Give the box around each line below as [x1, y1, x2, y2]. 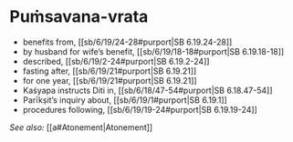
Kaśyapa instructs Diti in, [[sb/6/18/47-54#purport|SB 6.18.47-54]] [22, 85, 273, 96]
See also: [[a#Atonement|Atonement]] [9, 121, 153, 133]
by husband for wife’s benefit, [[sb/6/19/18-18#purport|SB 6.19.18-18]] [22, 46, 285, 56]
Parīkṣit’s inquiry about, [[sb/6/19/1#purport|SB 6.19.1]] [22, 94, 228, 106]
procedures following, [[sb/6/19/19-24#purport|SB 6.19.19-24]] [22, 104, 257, 115]
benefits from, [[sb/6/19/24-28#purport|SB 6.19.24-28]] [22, 36, 233, 47]
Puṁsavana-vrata [9, 6, 149, 27]
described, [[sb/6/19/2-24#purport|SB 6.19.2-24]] [22, 56, 210, 66]
